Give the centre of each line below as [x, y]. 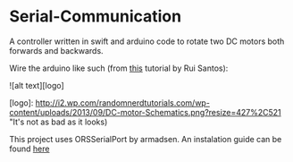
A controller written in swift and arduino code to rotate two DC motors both [147, 41]
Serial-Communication [95, 17]
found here [29, 149]
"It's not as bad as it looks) [59, 122]
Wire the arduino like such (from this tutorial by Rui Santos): [119, 68]
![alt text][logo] [37, 85]
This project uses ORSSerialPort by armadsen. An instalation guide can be [146, 139]
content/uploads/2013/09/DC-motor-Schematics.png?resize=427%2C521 [145, 112]
